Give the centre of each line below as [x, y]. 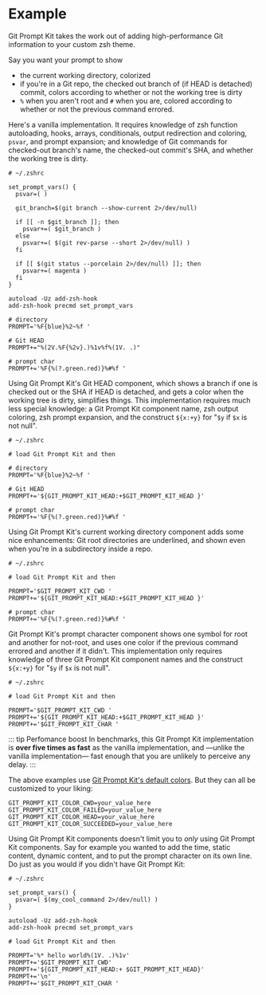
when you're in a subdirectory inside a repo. [80, 549]
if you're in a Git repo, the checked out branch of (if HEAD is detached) [136, 84]
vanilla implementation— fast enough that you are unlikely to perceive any [129, 756]
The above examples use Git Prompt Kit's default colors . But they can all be [132, 780]
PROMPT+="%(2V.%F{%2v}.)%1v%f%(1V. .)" [74, 348]
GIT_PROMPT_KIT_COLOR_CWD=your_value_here [80, 803]
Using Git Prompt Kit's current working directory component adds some [126, 532]
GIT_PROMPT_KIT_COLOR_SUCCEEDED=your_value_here [90, 824]
